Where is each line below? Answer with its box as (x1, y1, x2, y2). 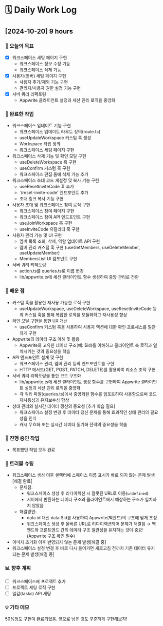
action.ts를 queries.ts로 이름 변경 (19, 268, 84, 274)
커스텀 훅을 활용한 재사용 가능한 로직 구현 (12, 299, 91, 305)
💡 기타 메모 (5, 604, 30, 610)
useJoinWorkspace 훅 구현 (19, 220, 72, 226)
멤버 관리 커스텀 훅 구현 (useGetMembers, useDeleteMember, (19, 245, 140, 251)
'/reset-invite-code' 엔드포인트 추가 (19, 190, 89, 196)
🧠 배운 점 (5, 288, 25, 294)
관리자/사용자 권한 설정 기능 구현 (19, 85, 81, 91)
